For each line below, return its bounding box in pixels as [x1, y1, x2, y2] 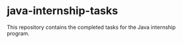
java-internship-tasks [7, 4, 118, 18]
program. [7, 29, 30, 37]
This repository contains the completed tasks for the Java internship [7, 24, 176, 31]
